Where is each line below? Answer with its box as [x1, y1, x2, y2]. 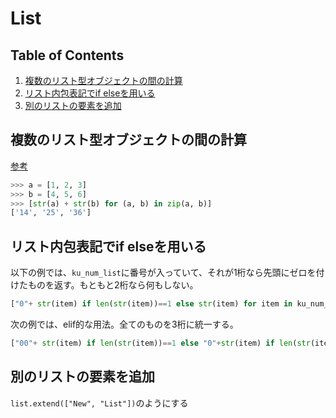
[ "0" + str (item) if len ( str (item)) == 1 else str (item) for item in [10, 299, 293, 309]
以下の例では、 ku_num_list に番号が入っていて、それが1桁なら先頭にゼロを [10, 267, 317, 279]
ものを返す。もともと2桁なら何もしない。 [27, 279, 199, 291]
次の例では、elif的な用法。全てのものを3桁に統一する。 [10, 318, 239, 330]
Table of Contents [10, 47, 125, 64]
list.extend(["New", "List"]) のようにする [10, 397, 189, 409]
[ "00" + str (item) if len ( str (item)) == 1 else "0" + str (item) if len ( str [10, 338, 311, 348]
